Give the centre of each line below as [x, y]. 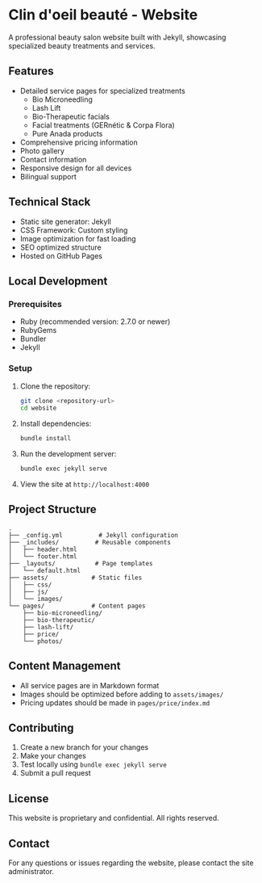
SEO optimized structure [61, 247]
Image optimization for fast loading [78, 238]
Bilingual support [48, 176]
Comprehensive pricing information [79, 142]
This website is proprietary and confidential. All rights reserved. [114, 818]
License [29, 799]
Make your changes [53, 756]
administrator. [31, 872]
